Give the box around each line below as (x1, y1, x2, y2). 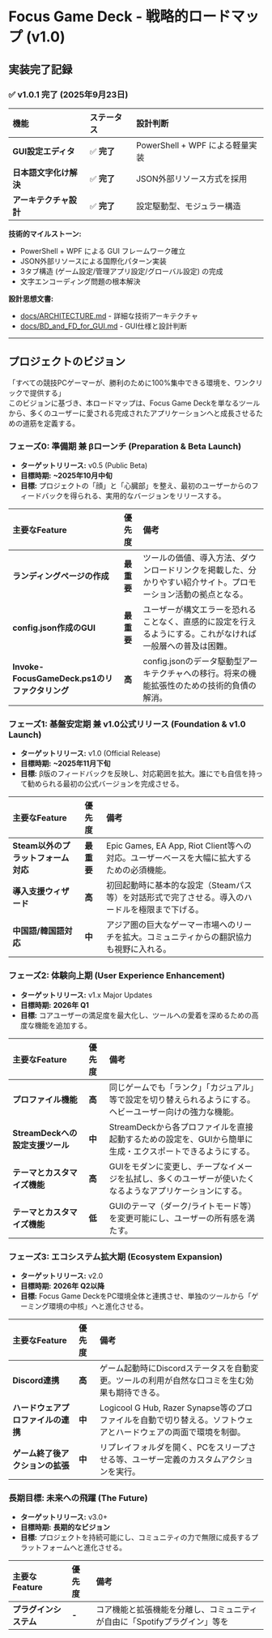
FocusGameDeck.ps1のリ (12, 672, 113, 684)
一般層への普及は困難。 (142, 640, 232, 651)
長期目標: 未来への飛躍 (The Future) (8, 1492, 148, 1503)
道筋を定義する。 (22, 418, 79, 428)
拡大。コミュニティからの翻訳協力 (122, 932, 253, 943)
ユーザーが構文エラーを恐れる (142, 603, 257, 615)
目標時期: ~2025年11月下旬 (19, 759, 111, 769)
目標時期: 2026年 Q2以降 (19, 1280, 105, 1290)
